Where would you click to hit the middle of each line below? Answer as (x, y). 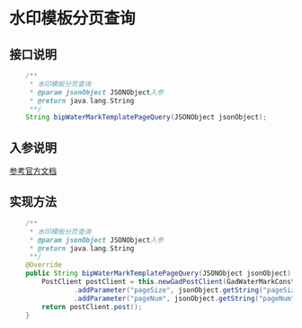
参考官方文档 (33, 171)
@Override (44, 265)
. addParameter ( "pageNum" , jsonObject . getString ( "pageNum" (184, 298)
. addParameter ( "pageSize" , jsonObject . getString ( (168, 290)
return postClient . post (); (92, 306)
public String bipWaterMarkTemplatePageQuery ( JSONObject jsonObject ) (159, 274)
